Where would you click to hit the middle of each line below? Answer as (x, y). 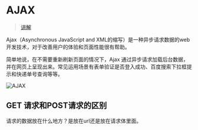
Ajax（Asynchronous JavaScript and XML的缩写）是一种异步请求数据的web (98, 39)
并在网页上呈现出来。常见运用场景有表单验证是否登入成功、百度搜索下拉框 (96, 66)
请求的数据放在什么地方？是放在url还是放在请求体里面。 (74, 121)
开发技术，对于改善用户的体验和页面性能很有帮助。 (68, 47)
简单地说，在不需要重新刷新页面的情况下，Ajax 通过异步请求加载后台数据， (97, 59)
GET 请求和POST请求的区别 (57, 106)
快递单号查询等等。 (39, 74)
